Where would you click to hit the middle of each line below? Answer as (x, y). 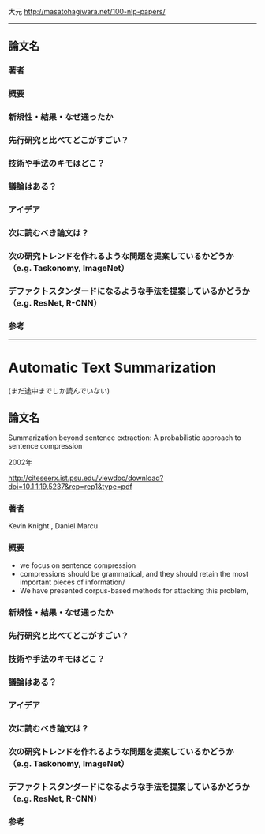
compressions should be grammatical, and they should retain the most (134, 574)
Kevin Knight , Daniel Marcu (53, 526)
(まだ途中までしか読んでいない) (59, 390)
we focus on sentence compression (78, 565)
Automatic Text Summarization (112, 368)
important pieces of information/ (72, 582)
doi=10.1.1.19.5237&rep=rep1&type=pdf (70, 486)
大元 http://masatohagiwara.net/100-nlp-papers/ (87, 11)
